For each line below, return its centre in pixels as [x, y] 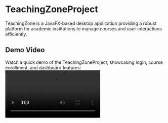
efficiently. [16, 34]
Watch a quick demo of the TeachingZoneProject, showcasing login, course [84, 62]
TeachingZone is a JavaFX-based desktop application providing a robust [81, 23]
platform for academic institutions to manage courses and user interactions [83, 28]
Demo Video [25, 50]
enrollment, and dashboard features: [43, 67]
